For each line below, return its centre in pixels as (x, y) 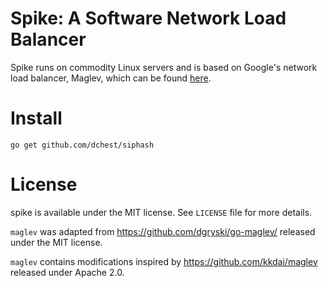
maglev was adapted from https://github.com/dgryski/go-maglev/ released (163, 231)
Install (36, 118)
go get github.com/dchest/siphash (82, 145)
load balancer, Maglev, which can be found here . (111, 78)
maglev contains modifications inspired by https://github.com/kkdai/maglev (164, 261)
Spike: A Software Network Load (148, 18)
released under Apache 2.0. (67, 272)
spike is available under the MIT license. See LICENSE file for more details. (161, 212)
